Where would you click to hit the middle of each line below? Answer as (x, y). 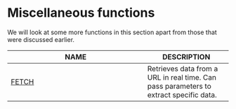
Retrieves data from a (183, 68)
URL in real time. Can (182, 77)
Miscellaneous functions (81, 13)
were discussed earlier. (41, 39)
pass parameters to (179, 86)
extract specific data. (182, 94)
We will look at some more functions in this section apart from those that (112, 32)
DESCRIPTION (186, 57)
